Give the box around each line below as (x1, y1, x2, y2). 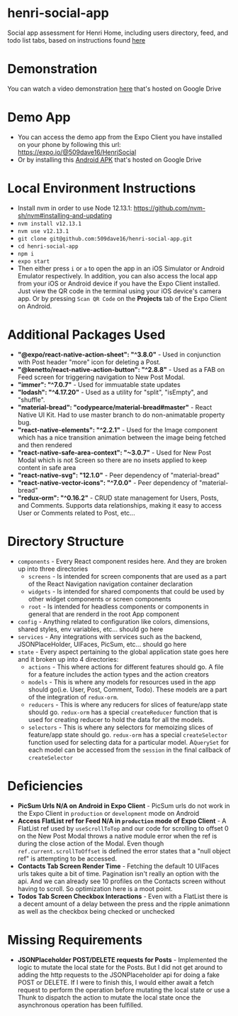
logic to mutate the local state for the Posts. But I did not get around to (17, 963, 223, 971)
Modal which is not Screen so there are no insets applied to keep (17, 456, 208, 464)
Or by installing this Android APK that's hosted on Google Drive (17, 155, 202, 164)
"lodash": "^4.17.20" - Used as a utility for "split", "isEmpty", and (17, 388, 208, 396)
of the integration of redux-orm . (28, 692, 119, 701)
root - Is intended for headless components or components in (28, 602, 209, 611)
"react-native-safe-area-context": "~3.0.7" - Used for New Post (17, 448, 212, 457)
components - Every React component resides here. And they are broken (17, 557, 227, 565)
